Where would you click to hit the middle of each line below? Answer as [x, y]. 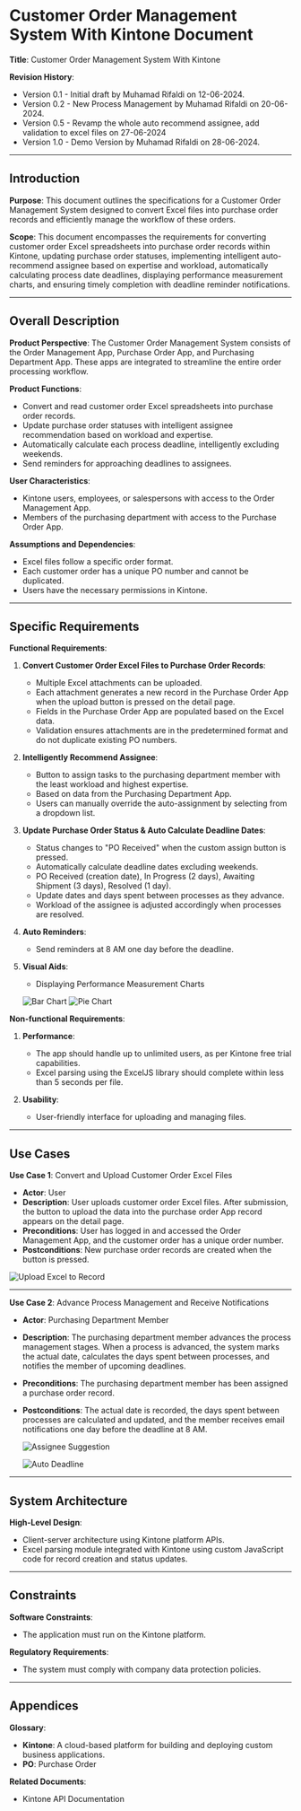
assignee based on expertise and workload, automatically [162, 265]
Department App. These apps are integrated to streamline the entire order [146, 362]
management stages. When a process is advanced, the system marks [151, 1347]
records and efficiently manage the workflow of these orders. [122, 219]
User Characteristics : [50, 480]
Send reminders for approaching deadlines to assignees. [127, 463]
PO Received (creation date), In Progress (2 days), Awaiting [145, 877]
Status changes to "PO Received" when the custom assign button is [161, 848]
